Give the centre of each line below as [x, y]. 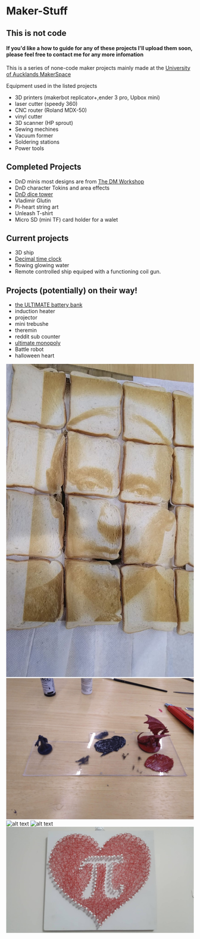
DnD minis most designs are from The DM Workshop [79, 181]
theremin [26, 331]
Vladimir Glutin [33, 200]
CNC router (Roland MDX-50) [51, 110]
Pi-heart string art [37, 207]
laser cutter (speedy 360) [46, 103]
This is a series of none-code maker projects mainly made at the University [98, 68]
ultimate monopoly [37, 343]
